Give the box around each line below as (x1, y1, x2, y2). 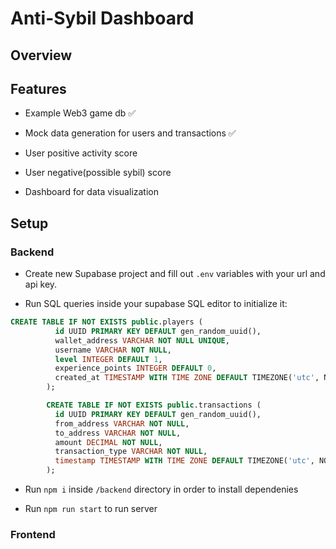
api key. (24, 278, 58, 291)
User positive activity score (24, 147, 138, 159)
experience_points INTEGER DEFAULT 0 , (54, 363, 217, 374)
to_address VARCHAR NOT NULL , (54, 428, 182, 438)
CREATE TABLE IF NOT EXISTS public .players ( (10, 317, 203, 327)
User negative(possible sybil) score (24, 167, 172, 179)
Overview (10, 47, 73, 64)
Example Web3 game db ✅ (24, 107, 137, 119)
